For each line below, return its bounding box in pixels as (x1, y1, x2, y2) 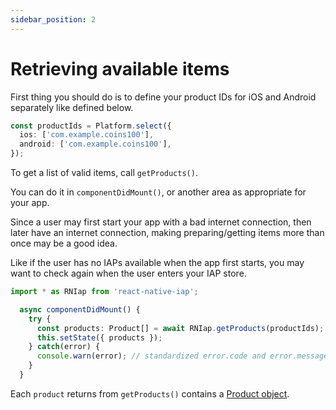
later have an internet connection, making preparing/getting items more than (10, 227, 325, 239)
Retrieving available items (10, 57, 230, 80)
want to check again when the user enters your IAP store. (10, 267, 247, 280)
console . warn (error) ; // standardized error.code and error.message (36, 351, 329, 361)
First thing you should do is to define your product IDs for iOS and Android (10, 91, 317, 103)
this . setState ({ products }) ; (36, 332, 163, 343)
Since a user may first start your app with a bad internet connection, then (10, 216, 312, 228)
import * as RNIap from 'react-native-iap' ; (10, 287, 199, 297)
